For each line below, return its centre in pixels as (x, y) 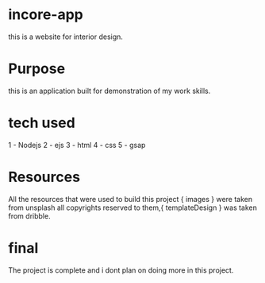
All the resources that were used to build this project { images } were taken (130, 199)
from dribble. (29, 215)
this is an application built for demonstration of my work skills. (109, 91)
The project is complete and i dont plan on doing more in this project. (121, 270)
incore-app (46, 15)
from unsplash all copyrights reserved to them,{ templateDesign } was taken (133, 207)
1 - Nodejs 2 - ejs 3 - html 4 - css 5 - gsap (77, 145)
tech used (42, 123)
